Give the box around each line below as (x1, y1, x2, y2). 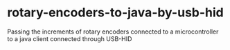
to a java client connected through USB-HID (7, 34, 132, 42)
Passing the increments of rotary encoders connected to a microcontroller (7, 27, 219, 36)
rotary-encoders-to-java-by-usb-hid (7, 5, 224, 21)
